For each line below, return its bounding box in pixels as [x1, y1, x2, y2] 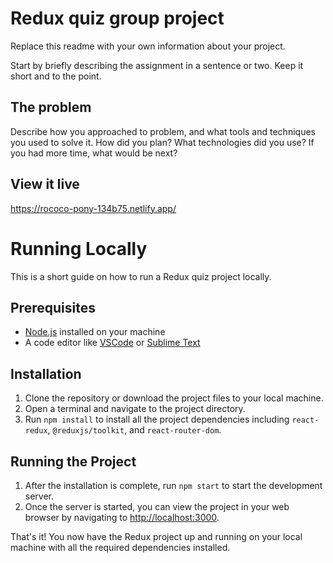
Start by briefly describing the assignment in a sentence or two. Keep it [10, 59, 304, 71]
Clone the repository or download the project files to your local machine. [24, 392, 324, 404]
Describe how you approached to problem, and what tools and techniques [10, 125, 316, 137]
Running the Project [10, 453, 137, 470]
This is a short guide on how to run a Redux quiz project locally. [10, 270, 272, 282]
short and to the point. [10, 70, 102, 82]
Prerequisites [10, 299, 96, 316]
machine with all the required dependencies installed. [10, 541, 231, 553]
